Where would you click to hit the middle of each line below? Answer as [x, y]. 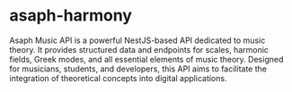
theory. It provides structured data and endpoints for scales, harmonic [139, 49]
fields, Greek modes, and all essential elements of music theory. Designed [146, 59]
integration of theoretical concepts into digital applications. [118, 78]
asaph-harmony [71, 16]
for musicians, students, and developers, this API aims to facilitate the [138, 69]
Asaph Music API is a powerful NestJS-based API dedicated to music [137, 40]
